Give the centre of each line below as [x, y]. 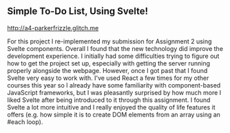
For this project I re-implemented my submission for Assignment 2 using [109, 41]
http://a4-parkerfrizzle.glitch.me [53, 28]
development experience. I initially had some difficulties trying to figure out [113, 56]
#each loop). [25, 122]
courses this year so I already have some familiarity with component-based [114, 85]
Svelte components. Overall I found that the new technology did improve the [115, 48]
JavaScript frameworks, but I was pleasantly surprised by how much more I [114, 92]
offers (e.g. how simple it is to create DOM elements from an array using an [114, 114]
